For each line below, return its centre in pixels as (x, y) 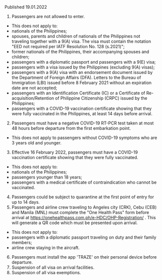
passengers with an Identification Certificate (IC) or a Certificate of (78, 93)
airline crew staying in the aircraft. (46, 248)
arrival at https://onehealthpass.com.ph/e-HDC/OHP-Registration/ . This (84, 218)
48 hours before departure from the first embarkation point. (71, 128)
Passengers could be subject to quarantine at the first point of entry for (83, 197)
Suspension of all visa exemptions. (46, 272)
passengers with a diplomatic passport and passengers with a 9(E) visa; (84, 62)
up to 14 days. (25, 202)
